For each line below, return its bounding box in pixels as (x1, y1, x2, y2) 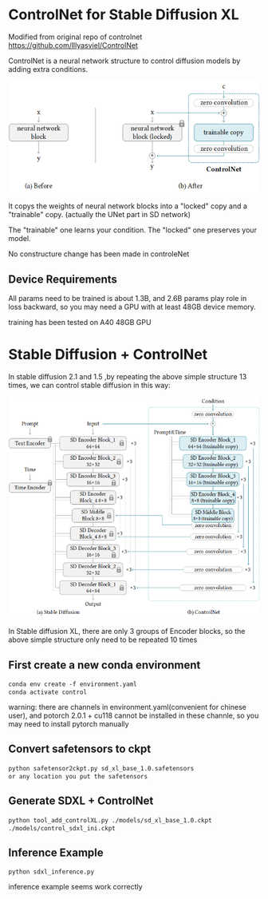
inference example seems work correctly (8, 882, 143, 892)
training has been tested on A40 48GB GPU (8, 318, 152, 327)
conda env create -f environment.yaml (8, 680, 137, 688)
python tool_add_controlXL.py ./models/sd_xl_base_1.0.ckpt (8, 816, 213, 824)
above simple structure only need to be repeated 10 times (8, 635, 198, 644)
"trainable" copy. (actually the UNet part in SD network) (8, 210, 191, 220)
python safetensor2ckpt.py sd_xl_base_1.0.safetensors (8, 764, 195, 772)
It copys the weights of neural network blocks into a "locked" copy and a (8, 201, 247, 211)
